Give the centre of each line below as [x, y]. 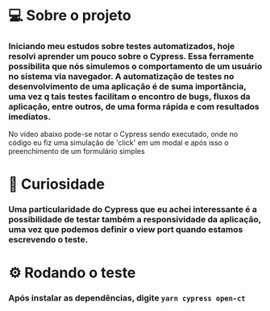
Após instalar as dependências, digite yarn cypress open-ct [127, 297]
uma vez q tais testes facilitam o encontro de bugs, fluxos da [129, 97]
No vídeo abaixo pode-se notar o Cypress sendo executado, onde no [123, 135]
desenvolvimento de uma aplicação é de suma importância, [127, 87]
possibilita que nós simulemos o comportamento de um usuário [135, 67]
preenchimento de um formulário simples [77, 151]
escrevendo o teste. [48, 239]
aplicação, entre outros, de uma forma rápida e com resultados [134, 107]
